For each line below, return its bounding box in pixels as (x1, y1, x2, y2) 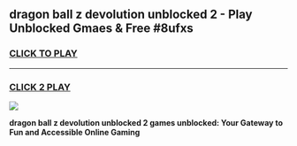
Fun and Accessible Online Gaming (9, 127, 141, 137)
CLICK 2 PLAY (9, 81, 71, 93)
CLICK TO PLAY (9, 48, 78, 60)
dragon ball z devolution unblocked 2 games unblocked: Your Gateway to (9, 117, 284, 127)
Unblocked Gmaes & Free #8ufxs (9, 21, 194, 36)
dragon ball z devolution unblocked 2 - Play (9, 7, 253, 22)
